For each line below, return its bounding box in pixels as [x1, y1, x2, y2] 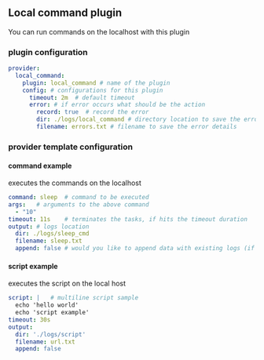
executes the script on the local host [8, 278, 126, 289]
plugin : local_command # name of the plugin [22, 78, 170, 87]
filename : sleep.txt [15, 237, 82, 245]
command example [8, 161, 72, 170]
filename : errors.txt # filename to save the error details [36, 123, 237, 131]
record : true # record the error [36, 108, 149, 116]
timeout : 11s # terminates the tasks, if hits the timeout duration [8, 215, 247, 223]
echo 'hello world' [15, 301, 79, 309]
